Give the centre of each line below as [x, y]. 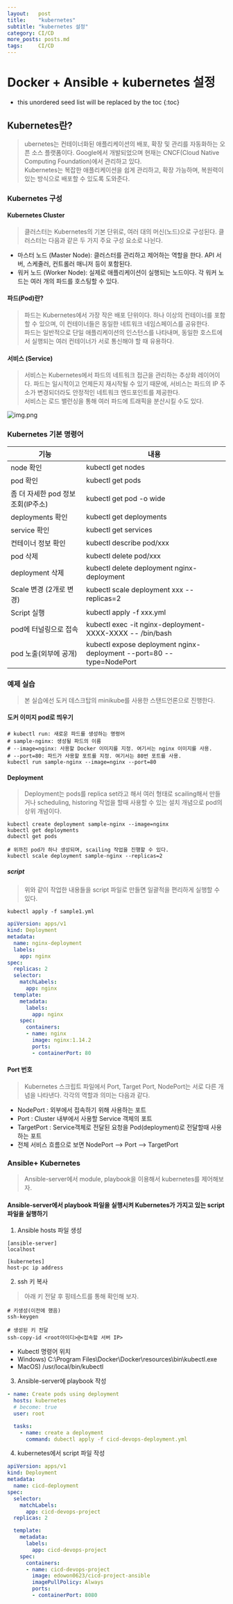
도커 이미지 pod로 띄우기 [41, 717]
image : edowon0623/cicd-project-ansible [91, 1576]
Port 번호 [20, 1070]
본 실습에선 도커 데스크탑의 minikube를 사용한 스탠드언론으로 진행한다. [120, 700]
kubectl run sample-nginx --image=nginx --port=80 [82, 762]
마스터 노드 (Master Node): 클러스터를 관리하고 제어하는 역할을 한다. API [116, 255]
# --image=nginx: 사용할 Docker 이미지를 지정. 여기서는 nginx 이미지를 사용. [110, 749]
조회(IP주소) [29, 504]
